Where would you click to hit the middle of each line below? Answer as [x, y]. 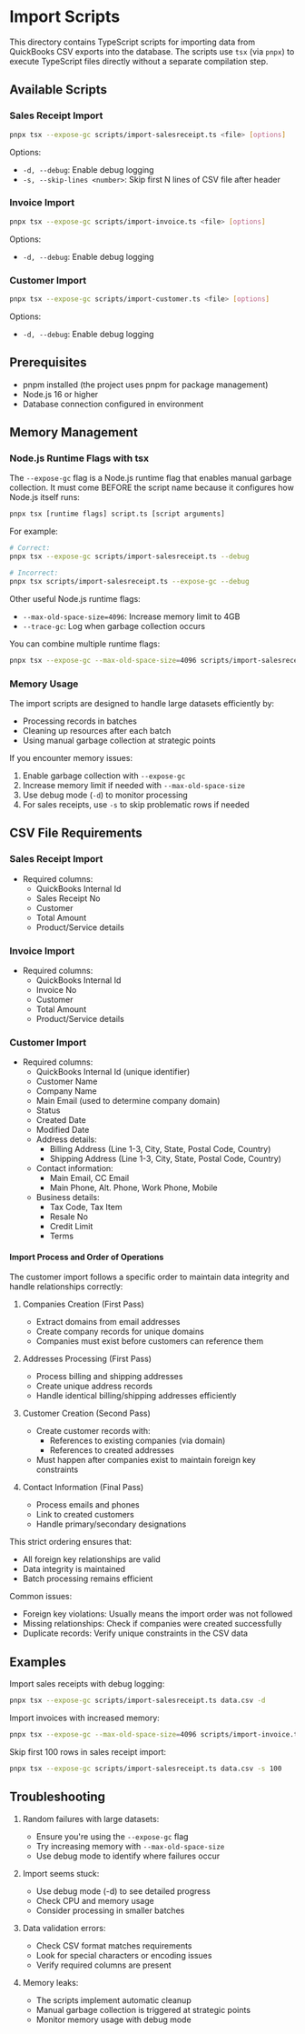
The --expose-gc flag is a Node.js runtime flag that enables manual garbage [151, 478]
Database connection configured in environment [113, 404]
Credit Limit [71, 1227]
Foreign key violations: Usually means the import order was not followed [157, 1614]
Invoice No [56, 989]
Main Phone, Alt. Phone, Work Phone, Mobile [133, 1187]
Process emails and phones [88, 1505]
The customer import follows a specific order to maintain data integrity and [149, 1277]
